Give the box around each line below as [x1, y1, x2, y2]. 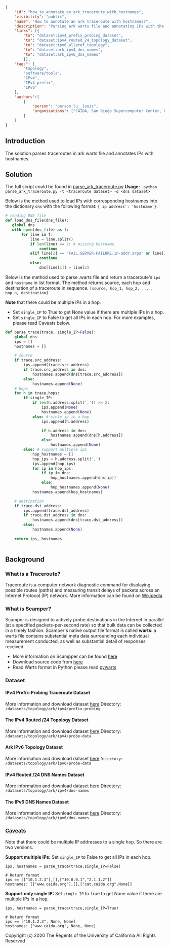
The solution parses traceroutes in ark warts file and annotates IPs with [5, 150, 154, 156]
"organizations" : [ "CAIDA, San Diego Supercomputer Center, [32, 109, 162, 114]
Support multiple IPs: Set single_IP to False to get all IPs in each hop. [5, 854, 152, 860]
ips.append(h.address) [41, 419, 90, 424]
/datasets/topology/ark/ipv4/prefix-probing [5, 706, 101, 711]
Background [5, 555, 45, 564]
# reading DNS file [5, 213, 47, 218]
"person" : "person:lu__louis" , [32, 104, 99, 109]
